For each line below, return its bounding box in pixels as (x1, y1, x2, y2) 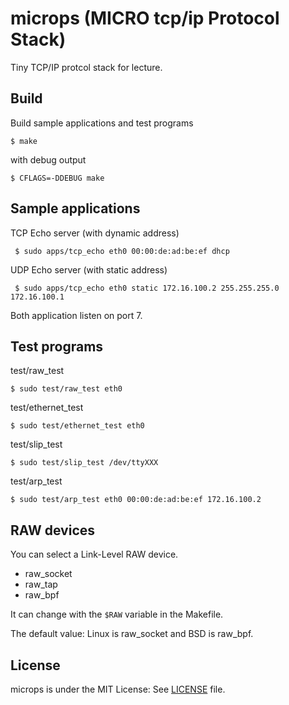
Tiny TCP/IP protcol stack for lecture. (10, 61, 163, 73)
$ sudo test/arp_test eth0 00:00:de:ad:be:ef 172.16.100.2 (10, 495, 262, 505)
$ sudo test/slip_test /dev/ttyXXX (10, 458, 159, 468)
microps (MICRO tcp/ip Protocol (10, 7, 280, 30)
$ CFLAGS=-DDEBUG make (10, 173, 105, 183)
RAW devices (10, 522, 96, 539)
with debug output (10, 153, 87, 166)
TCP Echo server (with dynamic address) (10, 227, 180, 239)
